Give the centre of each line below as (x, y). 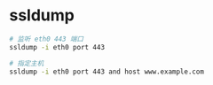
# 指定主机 (27, 63)
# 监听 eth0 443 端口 (47, 39)
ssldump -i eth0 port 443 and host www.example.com (106, 72)
